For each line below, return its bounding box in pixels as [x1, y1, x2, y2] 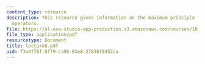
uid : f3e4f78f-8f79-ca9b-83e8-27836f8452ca [6, 49, 119, 55]
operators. [12, 20, 40, 26]
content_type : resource [6, 9, 67, 15]
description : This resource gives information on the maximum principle [6, 15, 195, 21]
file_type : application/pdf [6, 32, 78, 38]
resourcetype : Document [6, 37, 67, 43]
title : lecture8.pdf [6, 43, 59, 49]
